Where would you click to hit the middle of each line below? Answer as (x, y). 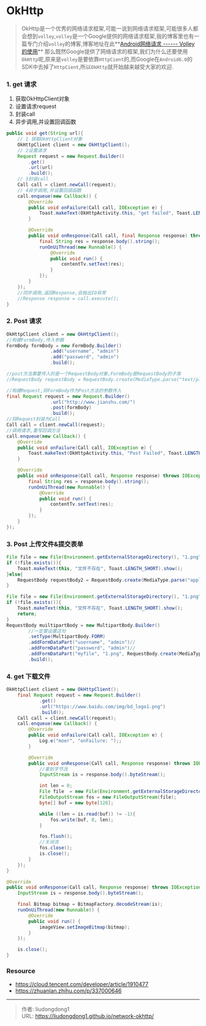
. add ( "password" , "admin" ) (85, 357)
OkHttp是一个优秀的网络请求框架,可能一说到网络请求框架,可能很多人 (107, 28)
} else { (15, 574)
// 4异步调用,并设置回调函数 (49, 190)
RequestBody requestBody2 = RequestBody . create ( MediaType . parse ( (103, 580)
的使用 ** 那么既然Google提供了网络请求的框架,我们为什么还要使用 (105, 51)
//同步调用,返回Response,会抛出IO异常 (62, 293)
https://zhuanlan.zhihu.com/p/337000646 (68, 991)
